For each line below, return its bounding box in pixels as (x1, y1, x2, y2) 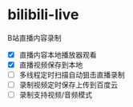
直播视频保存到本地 (18, 60, 83, 69)
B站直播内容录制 (7, 33, 62, 42)
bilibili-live (7, 6, 79, 24)
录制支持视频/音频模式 (18, 90, 93, 100)
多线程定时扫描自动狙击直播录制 (18, 70, 125, 80)
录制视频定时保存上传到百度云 (18, 80, 118, 89)
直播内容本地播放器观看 (18, 50, 97, 59)
